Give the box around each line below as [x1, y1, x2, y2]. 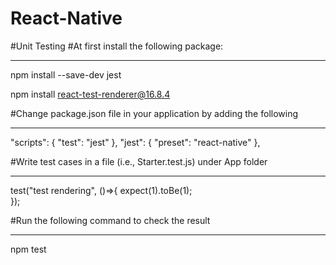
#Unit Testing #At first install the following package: [10, 40, 224, 52]
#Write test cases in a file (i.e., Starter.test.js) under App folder [10, 155, 268, 167]
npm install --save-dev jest [10, 68, 122, 81]
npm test [10, 243, 47, 255]
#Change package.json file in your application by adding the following [10, 107, 299, 119]
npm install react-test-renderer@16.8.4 [10, 88, 171, 100]
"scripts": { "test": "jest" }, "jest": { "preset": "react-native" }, [10, 136, 261, 148]
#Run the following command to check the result [10, 214, 211, 226]
